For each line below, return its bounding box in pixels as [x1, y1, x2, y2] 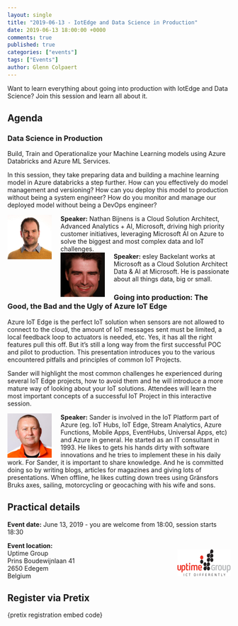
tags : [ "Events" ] [7, 57, 59, 64]
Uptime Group [7, 549, 49, 557]
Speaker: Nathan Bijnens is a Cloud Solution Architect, [60, 215, 220, 223]
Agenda [7, 112, 43, 124]
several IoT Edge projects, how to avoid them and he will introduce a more [7, 376, 223, 385]
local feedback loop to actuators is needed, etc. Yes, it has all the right [7, 332, 212, 341]
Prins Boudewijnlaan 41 [7, 557, 75, 565]
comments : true [7, 34, 52, 41]
